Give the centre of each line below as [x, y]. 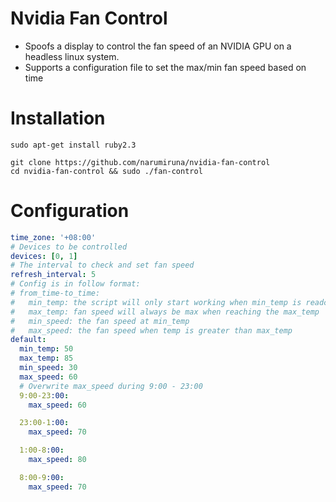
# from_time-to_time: [55, 293]
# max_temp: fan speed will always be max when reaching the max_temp [165, 312]
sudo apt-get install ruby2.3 [73, 145]
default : [28, 340]
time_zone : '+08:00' [53, 237]
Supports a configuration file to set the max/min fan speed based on [165, 67]
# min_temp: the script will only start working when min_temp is [156, 302]
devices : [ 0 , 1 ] [44, 256]
